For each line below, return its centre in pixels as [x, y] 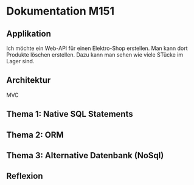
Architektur [29, 80]
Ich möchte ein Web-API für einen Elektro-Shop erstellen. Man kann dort [97, 48]
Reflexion [25, 176]
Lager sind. [20, 61]
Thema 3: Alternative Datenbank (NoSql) [85, 155]
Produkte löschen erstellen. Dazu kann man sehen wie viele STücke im [95, 55]
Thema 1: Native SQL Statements [70, 114]
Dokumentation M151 [61, 11]
